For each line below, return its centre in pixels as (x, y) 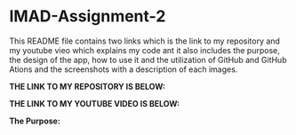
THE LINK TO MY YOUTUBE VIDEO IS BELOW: (95, 103)
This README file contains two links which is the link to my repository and (144, 41)
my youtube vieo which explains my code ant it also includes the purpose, (144, 50)
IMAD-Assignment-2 (88, 16)
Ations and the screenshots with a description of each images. (124, 69)
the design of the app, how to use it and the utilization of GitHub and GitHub (148, 60)
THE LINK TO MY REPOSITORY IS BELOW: (88, 86)
